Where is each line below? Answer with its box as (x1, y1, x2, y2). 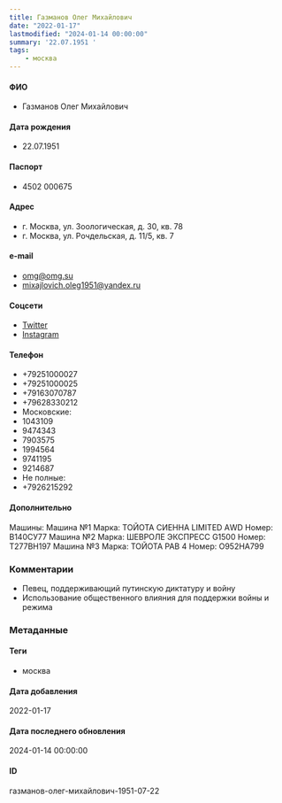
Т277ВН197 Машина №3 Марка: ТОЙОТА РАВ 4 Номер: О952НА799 (9, 541, 264, 552)
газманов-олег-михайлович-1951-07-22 (9, 785, 160, 796)
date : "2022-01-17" (9, 21, 81, 30)
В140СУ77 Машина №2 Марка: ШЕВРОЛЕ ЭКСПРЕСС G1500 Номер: (9, 531, 266, 542)
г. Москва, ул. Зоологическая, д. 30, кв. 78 (21, 220, 184, 231)
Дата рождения (9, 121, 71, 132)
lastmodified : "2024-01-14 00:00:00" (9, 29, 149, 38)
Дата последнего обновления (9, 725, 126, 736)
